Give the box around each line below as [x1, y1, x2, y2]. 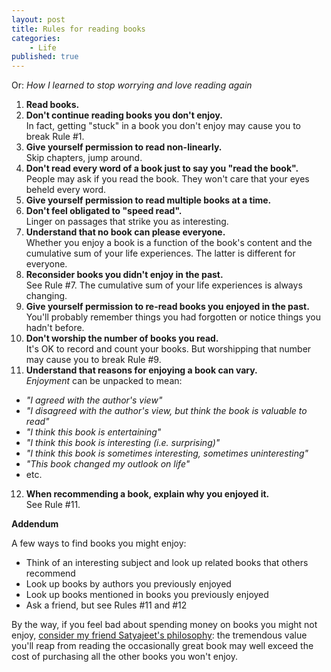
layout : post [11, 14, 66, 25]
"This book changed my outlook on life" [25, 458, 191, 470]
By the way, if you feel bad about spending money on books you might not [11, 619, 318, 631]
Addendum [11, 518, 59, 530]
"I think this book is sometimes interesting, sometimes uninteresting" [25, 447, 309, 460]
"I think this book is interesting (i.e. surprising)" [25, 437, 221, 449]
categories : [11, 33, 61, 43]
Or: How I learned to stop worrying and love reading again [11, 79, 253, 91]
